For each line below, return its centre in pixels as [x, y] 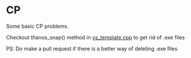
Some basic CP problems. [37, 26]
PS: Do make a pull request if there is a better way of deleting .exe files [92, 48]
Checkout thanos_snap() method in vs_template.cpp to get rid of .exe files [95, 37]
